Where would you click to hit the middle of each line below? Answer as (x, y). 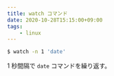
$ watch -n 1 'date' (37, 52)
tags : (15, 26)
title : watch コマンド (37, 13)
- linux (30, 33)
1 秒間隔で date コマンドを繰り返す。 (59, 66)
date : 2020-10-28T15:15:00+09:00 (55, 20)
